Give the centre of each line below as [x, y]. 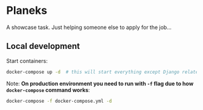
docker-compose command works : [48, 90]
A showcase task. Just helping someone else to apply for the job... [89, 27]
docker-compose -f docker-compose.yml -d [59, 101]
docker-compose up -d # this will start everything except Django [93, 72]
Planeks [27, 11]
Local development [43, 46]
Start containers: [27, 60]
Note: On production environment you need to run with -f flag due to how [100, 83]
